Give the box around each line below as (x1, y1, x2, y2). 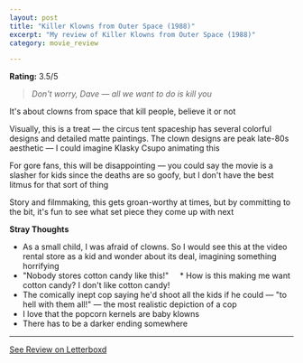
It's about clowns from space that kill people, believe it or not (9, 106, 236, 117)
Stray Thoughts (9, 224, 69, 235)
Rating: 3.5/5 (9, 71, 59, 82)
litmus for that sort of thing (9, 180, 109, 191)
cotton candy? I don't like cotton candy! (22, 280, 170, 291)
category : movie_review (9, 38, 99, 48)
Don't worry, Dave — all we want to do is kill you (31, 88, 212, 99)
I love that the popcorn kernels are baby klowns (22, 309, 200, 320)
